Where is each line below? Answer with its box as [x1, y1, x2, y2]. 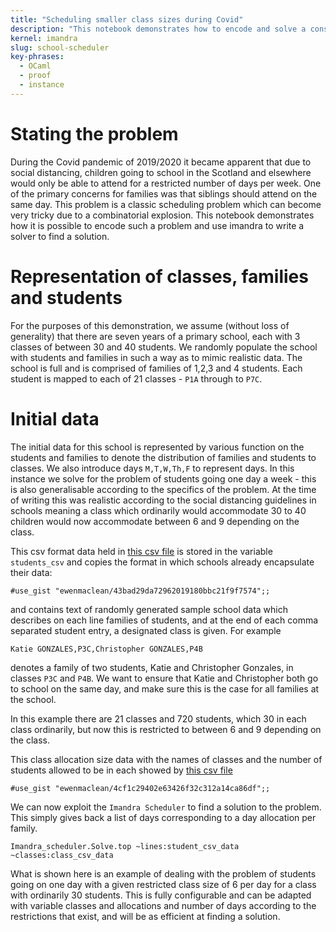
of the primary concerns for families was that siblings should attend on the [10, 187, 318, 200]
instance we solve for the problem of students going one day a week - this [10, 472, 317, 485]
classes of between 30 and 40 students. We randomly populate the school [10, 341, 318, 353]
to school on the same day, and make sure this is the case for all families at [10, 682, 320, 695]
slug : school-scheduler [10, 42, 110, 53]
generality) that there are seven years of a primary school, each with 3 [10, 330, 301, 342]
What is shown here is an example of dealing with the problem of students [10, 867, 317, 880]
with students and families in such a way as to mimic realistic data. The [10, 351, 303, 363]
